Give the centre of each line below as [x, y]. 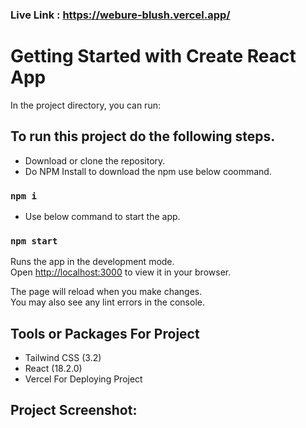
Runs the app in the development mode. [92, 262]
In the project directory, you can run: [85, 105]
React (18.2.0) [53, 369]
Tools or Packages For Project [105, 333]
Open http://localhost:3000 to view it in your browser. [121, 272]
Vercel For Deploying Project [83, 379]
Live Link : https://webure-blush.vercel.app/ [120, 15]
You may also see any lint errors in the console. [107, 302]
